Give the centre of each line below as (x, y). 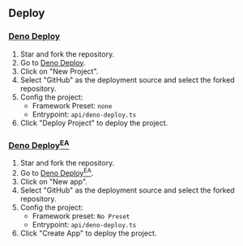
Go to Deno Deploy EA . (57, 172)
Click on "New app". (53, 182)
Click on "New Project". (59, 71)
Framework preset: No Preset (81, 216)
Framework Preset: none (72, 105)
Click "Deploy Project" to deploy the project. (94, 123)
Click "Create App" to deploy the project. (88, 233)
